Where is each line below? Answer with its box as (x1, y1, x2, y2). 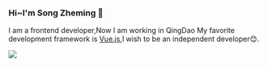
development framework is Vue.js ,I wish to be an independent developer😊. (8, 34, 260, 44)
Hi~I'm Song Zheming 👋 (8, 7, 104, 19)
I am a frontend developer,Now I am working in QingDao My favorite (8, 26, 235, 36)
